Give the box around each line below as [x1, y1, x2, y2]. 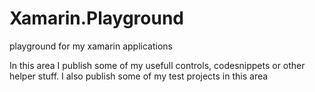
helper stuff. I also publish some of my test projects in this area [9, 70, 269, 82]
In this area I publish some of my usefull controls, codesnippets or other [9, 59, 306, 71]
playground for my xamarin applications [9, 40, 173, 52]
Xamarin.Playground [9, 7, 185, 30]
